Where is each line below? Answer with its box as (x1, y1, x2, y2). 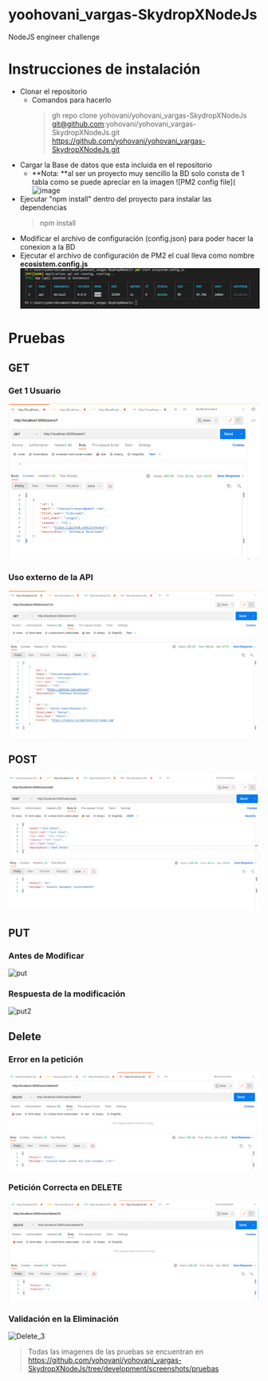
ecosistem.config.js (19, 258, 89, 269)
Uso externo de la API (8, 572, 93, 583)
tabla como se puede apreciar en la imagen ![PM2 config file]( (31, 177, 236, 186)
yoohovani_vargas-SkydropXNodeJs (8, 6, 258, 24)
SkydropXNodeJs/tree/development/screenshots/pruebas (27, 1364, 219, 1374)
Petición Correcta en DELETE (8, 1182, 123, 1193)
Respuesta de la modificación (8, 988, 126, 999)
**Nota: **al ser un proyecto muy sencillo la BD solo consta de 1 (31, 168, 245, 178)
